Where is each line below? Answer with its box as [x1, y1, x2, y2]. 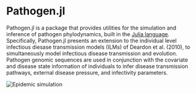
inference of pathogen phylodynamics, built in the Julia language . [6, 30, 170, 37]
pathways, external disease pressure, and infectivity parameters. [6, 69, 168, 76]
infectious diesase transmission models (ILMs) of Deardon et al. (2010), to [6, 43, 191, 51]
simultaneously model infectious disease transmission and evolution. [6, 49, 178, 57]
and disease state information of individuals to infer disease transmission [6, 62, 189, 70]
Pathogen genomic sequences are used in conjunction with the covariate [6, 56, 189, 63]
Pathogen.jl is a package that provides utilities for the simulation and [6, 24, 177, 31]
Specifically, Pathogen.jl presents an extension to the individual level [6, 37, 177, 44]
